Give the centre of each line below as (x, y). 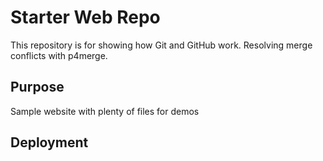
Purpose (37, 87)
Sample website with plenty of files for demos (105, 111)
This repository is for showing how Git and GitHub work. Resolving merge (161, 45)
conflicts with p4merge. (59, 55)
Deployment (49, 142)
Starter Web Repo (85, 17)
